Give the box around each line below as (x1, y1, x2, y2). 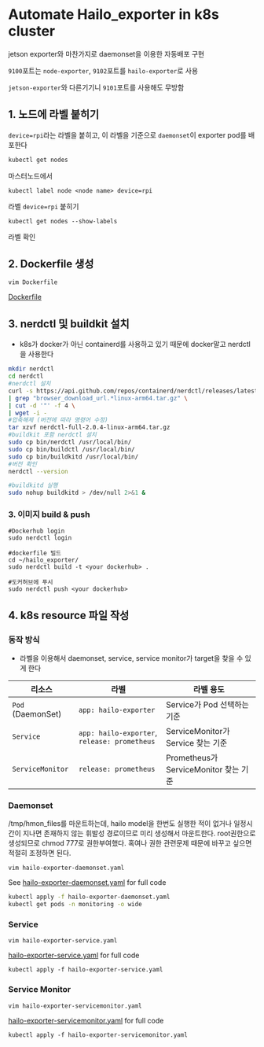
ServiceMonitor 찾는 (166, 765, 240, 776)
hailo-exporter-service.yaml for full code (8, 950, 140, 960)
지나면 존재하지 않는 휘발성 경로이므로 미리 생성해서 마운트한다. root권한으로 (22, 828, 256, 839)
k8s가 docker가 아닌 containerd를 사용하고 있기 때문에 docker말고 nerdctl (19, 340, 251, 349)
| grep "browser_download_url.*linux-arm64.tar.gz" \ (8, 394, 189, 402)
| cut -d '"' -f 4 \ (8, 401, 76, 410)
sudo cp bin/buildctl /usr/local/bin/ (8, 445, 135, 453)
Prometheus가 (166, 753, 218, 764)
